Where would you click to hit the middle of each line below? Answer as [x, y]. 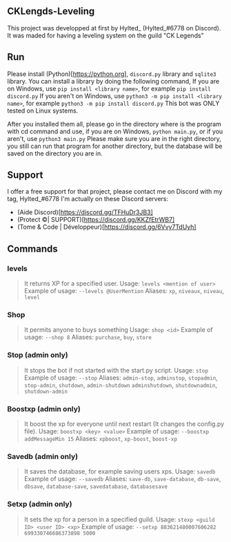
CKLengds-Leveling [51, 11]
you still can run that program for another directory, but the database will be [115, 146]
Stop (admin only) [38, 355]
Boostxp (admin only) [44, 409]
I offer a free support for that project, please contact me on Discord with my [115, 191]
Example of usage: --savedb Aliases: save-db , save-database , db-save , [122, 479]
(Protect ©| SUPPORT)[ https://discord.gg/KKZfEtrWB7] [96, 220]
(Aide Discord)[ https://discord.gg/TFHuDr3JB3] [85, 212]
